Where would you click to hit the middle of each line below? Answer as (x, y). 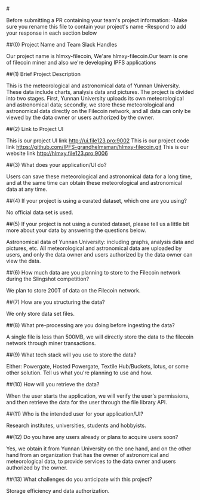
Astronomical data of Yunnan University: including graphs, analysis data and (100, 242)
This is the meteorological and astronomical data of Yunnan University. (93, 86)
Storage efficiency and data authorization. (58, 491)
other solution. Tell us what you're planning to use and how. (79, 373)
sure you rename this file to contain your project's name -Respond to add (96, 27)
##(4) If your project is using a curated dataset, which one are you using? (96, 201)
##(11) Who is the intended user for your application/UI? (75, 414)
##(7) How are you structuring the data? (56, 302)
